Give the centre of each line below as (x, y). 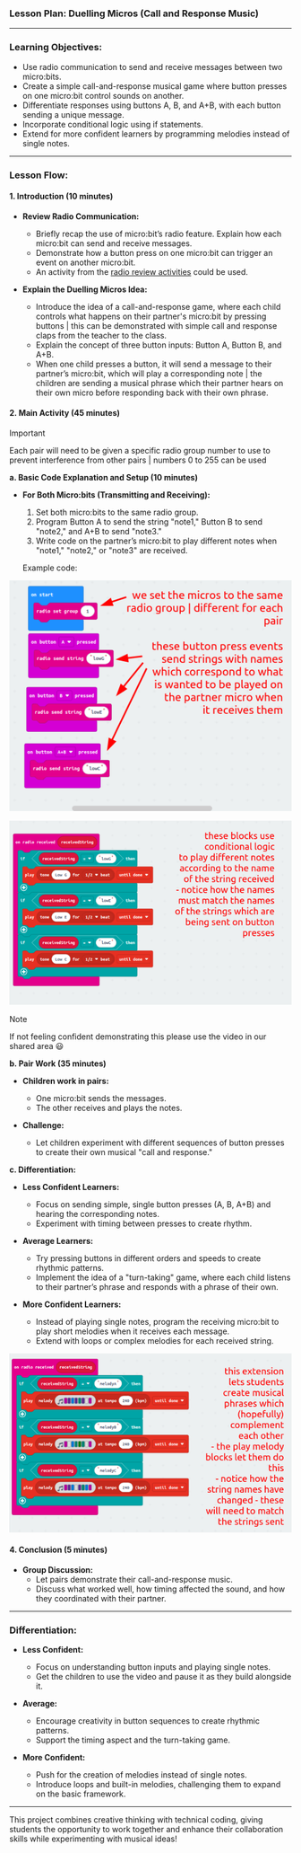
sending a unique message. (73, 114)
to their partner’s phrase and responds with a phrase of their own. (157, 1286)
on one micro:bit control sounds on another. (103, 95)
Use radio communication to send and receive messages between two (152, 66)
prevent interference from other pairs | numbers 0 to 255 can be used (138, 460)
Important (27, 433)
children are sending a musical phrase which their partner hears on (159, 383)
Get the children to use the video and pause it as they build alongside (163, 1677)
